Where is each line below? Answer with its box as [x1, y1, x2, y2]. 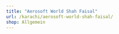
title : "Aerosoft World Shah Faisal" [6, 8, 98, 14]
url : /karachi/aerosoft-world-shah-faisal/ [6, 14, 114, 20]
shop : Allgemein [6, 19, 45, 25]
